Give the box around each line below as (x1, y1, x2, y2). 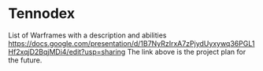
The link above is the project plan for (127, 47, 246, 56)
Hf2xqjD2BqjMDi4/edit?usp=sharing (8, 47, 126, 56)
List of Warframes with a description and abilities (8, 30, 167, 40)
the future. (8, 55, 43, 65)
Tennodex (8, 5, 76, 23)
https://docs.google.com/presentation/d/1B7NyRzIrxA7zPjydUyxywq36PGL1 (8, 38, 255, 48)
